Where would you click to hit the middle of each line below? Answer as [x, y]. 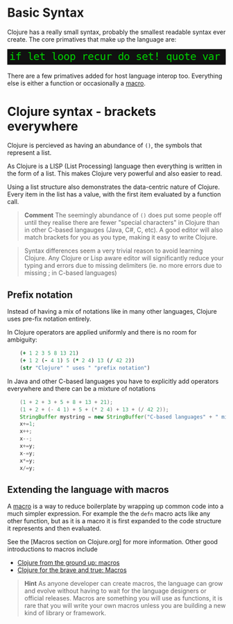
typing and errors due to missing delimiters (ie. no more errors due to [123, 266]
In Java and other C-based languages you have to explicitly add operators [113, 381]
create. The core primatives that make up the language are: [92, 39]
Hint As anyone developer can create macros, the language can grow [123, 584]
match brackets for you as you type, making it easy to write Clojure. [121, 237]
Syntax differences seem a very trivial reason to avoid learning [113, 251]
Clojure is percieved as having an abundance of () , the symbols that [105, 145]
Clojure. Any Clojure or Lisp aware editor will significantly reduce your [124, 258]
